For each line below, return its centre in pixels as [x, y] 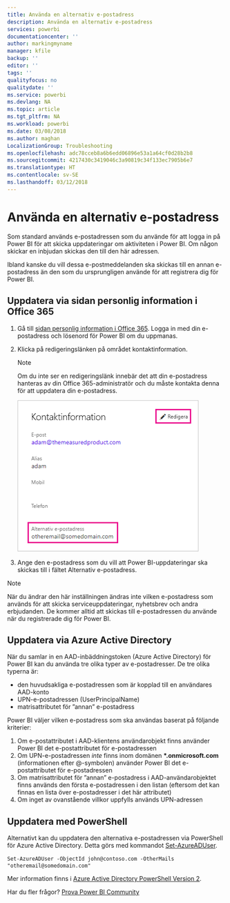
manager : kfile [29, 51]
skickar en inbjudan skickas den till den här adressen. [84, 251]
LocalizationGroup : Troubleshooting [60, 146]
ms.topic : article [33, 110]
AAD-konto [33, 692]
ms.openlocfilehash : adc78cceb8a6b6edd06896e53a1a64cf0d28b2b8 [100, 153]
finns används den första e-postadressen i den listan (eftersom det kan [118, 785]
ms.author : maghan [33, 138]
